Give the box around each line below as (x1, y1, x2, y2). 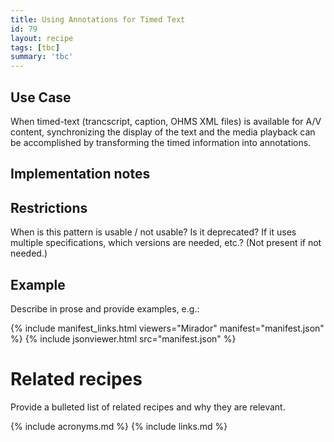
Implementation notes (10, 166, 151, 183)
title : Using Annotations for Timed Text (10, 14, 186, 25)
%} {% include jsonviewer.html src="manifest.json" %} (10, 332, 237, 345)
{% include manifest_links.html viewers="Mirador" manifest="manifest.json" (10, 322, 325, 334)
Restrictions (10, 199, 88, 216)
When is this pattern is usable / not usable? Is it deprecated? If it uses (10, 226, 297, 238)
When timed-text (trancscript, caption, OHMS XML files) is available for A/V (10, 115, 322, 127)
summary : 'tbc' (10, 52, 74, 62)
